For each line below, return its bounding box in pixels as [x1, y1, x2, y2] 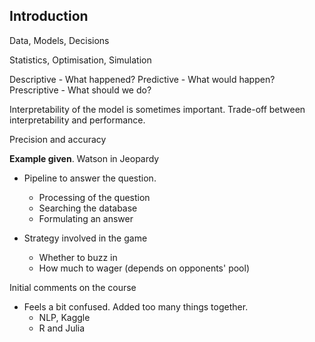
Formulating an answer [38, 212, 134, 224]
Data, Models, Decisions [9, 34, 110, 46]
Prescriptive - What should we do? [9, 84, 152, 96]
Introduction [9, 8, 89, 25]
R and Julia [38, 322, 86, 334]
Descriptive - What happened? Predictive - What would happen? [9, 73, 276, 85]
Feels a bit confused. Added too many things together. [23, 300, 249, 313]
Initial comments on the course [9, 281, 137, 293]
